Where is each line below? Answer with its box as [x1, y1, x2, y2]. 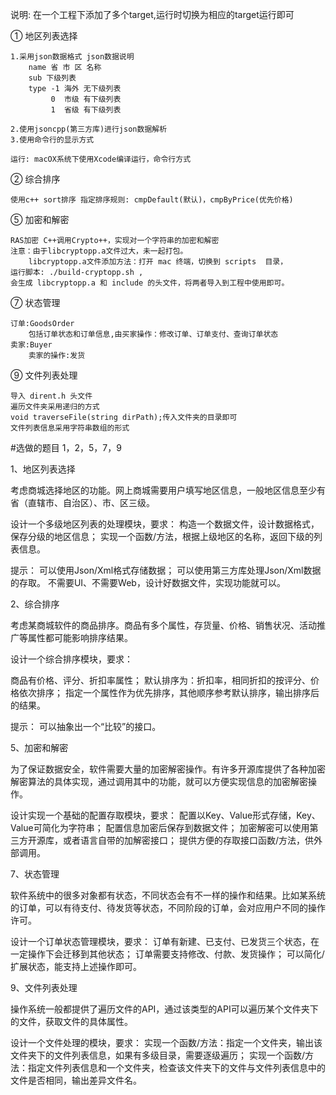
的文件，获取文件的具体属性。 [10, 1016, 133, 1027]
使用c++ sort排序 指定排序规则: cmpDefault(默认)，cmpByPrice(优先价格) [10, 195, 294, 205]
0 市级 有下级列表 [50, 94, 122, 104]
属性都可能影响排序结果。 [27, 632, 133, 643]
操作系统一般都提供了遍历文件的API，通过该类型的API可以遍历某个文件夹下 [10, 1003, 319, 1015]
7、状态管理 [10, 868, 60, 880]
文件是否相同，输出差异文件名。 [10, 1074, 142, 1086]
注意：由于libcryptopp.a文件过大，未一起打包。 [10, 246, 188, 256]
